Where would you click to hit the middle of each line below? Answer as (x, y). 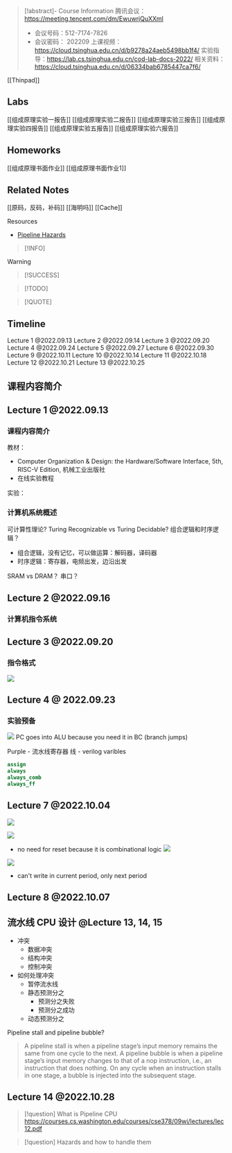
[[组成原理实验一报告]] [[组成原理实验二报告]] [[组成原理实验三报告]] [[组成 (113, 119)
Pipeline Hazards (41, 235)
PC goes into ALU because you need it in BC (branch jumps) (102, 737)
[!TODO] (36, 289)
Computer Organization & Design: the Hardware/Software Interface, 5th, (120, 461)
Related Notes (38, 190)
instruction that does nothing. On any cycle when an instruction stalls (123, 1068)
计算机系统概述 (32, 513)
